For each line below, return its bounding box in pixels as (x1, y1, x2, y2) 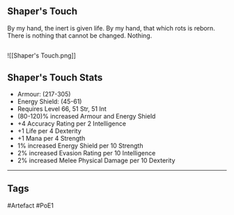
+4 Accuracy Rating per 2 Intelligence (17, 119, 127, 128)
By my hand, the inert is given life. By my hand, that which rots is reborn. (7, 24, 216, 32)
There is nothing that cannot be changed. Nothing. (7, 31, 153, 40)
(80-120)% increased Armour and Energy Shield (17, 112, 156, 121)
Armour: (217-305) (17, 90, 71, 98)
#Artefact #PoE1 (7, 201, 54, 209)
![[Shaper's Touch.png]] (7, 51, 77, 60)
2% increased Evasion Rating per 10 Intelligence (17, 149, 156, 157)
